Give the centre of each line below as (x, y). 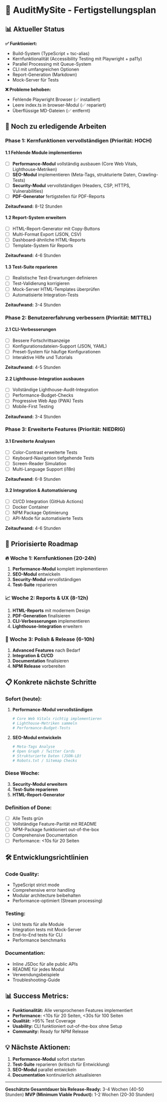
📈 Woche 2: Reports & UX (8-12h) (47, 597)
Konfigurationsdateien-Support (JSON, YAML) (60, 346)
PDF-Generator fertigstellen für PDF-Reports (59, 196)
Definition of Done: (29, 807)
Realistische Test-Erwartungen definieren (55, 278)
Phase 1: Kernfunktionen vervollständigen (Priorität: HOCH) (79, 141)
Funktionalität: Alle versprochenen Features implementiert (73, 1011)
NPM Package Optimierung (40, 513)
